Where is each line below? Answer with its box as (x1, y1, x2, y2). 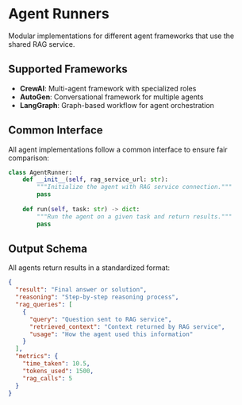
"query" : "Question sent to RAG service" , (29, 315, 172, 323)
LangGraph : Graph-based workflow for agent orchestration (19, 100, 214, 110)
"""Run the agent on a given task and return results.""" (36, 212, 232, 221)
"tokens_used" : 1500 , (22, 367, 94, 375)
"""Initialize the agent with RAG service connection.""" (36, 183, 232, 191)
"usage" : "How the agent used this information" (29, 330, 194, 338)
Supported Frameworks (8, 63, 129, 76)
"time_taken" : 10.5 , (22, 360, 90, 368)
